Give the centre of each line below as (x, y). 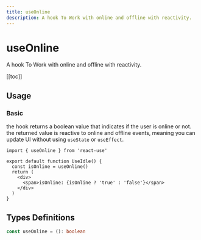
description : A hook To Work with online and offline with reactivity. (99, 18)
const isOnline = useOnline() (50, 167)
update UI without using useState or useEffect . (65, 140)
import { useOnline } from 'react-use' (57, 151)
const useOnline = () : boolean (46, 231)
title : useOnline (28, 12)
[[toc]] (14, 76)
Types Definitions (41, 217)
